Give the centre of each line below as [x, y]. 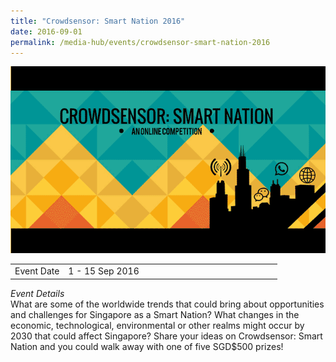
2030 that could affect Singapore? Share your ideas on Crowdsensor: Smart [166, 336]
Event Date [37, 271]
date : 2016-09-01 [46, 31]
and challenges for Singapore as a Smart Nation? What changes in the [155, 314]
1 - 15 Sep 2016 [104, 271]
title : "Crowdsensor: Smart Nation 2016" [98, 21]
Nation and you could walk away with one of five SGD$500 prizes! [147, 346]
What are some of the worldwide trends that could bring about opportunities [167, 304]
